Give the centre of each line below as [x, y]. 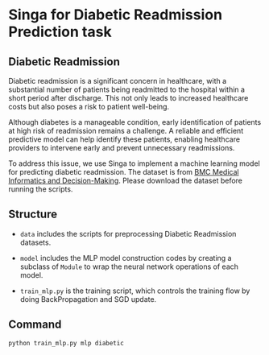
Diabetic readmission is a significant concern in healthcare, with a [118, 81]
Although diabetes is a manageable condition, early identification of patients [135, 122]
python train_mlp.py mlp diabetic [66, 343]
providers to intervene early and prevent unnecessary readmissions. [122, 148]
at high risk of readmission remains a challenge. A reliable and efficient [126, 131]
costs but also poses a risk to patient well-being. [89, 107]
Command [35, 325]
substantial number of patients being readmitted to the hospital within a [127, 89]
